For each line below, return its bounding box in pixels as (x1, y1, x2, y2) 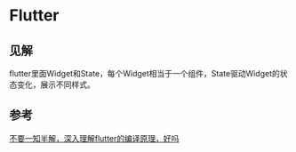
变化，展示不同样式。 (16, 79, 95, 90)
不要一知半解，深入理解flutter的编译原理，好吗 (9, 132, 180, 143)
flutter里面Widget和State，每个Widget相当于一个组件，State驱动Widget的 (9, 68, 280, 78)
